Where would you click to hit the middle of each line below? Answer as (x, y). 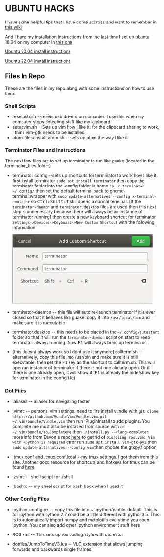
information (24, 228)
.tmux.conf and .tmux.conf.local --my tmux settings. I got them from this (85, 457)
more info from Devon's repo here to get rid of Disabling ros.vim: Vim (83, 437)
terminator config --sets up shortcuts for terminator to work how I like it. (85, 175)
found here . (24, 467)
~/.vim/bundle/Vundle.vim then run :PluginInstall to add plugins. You (81, 421)
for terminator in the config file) (44, 378)
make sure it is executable (38, 323)
